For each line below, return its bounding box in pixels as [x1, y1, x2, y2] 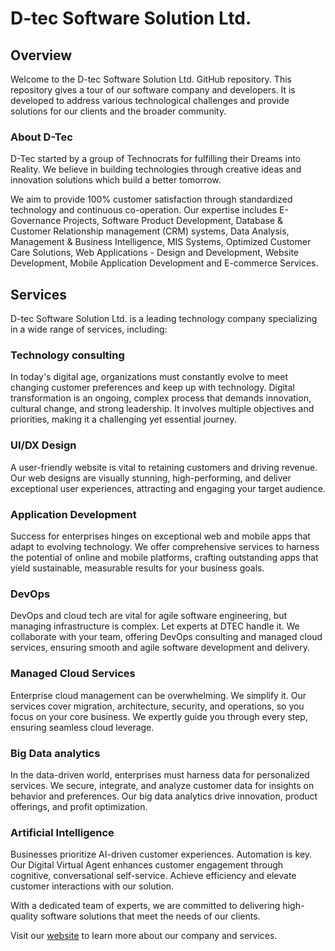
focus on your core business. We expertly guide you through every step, [10, 710, 308, 722]
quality [10, 910, 39, 922]
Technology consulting [10, 348, 125, 362]
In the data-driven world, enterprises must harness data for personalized [10, 768, 310, 781]
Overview [10, 47, 73, 64]
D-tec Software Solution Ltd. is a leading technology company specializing [10, 313, 318, 325]
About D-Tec [10, 130, 73, 144]
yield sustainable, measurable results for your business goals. [10, 562, 265, 574]
